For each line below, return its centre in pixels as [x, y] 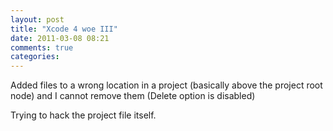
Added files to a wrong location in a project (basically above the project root [166, 85]
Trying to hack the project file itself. [83, 115]
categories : [35, 57]
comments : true [42, 47]
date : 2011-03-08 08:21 [60, 38]
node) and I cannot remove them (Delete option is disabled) [133, 96]
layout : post [37, 19]
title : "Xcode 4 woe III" [64, 29]
